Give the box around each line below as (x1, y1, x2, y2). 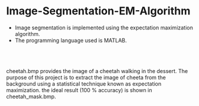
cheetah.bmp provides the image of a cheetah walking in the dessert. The (6, 67, 188, 74)
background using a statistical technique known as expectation (6, 80, 162, 87)
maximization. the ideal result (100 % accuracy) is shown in (6, 86, 152, 93)
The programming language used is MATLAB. (14, 37, 127, 44)
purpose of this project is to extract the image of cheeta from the (6, 74, 166, 81)
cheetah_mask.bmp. (6, 93, 56, 100)
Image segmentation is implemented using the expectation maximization (14, 24, 193, 31)
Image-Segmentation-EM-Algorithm (6, 4, 191, 18)
